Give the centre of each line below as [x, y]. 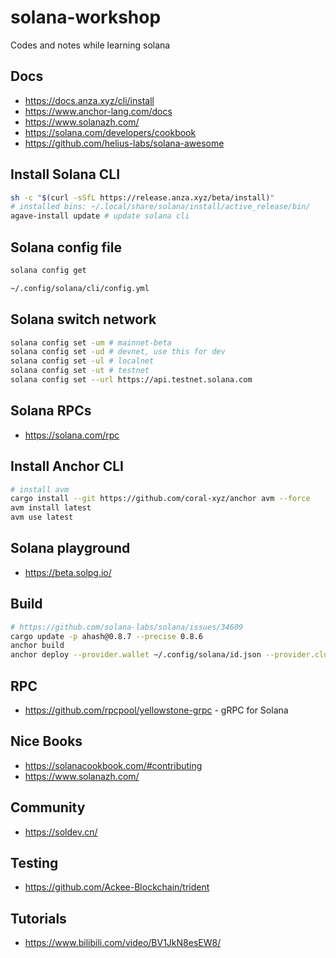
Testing [34, 863]
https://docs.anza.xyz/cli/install [89, 100]
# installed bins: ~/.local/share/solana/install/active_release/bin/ [160, 207]
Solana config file [66, 247]
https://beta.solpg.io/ [68, 572]
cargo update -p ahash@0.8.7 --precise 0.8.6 [106, 636]
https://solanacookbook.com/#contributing [113, 765]
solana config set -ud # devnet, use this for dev [118, 352]
